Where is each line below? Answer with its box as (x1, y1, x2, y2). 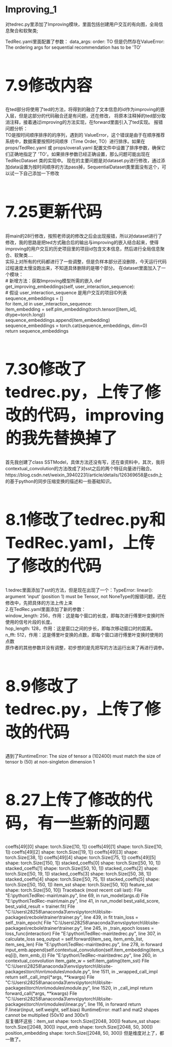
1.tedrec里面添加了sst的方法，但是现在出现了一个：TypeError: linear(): (5, 587, 154, 593)
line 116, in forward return (88, 1001, 141, 1007)
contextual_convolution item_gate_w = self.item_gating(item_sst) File (5, 957, 149, 964)
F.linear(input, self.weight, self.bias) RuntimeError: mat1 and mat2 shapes (5, 1007, 159, 1013)
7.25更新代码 (5, 202, 102, 222)
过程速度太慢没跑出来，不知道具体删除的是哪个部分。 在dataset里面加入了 (5, 265, 162, 271)
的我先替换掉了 (5, 428, 118, 448)
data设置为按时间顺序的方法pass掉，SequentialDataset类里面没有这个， (9, 164, 162, 170)
